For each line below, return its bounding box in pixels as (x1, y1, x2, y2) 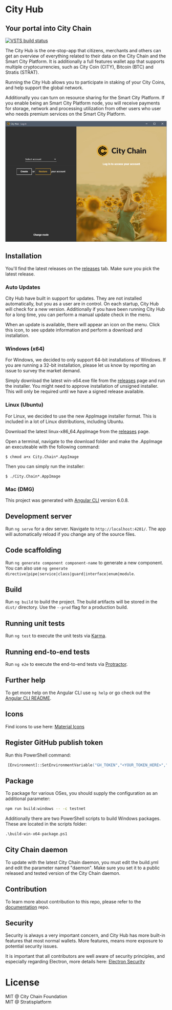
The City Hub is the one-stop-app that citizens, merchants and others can (5, 48, 161, 53)
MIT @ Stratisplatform (5, 999, 52, 1005)
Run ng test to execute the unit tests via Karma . (5, 633, 106, 639)
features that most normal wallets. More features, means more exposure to (5, 938, 163, 944)
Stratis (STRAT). (5, 69, 39, 75)
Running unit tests (5, 619, 65, 628)
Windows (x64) (5, 345, 45, 352)
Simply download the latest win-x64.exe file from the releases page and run (5, 377, 165, 384)
